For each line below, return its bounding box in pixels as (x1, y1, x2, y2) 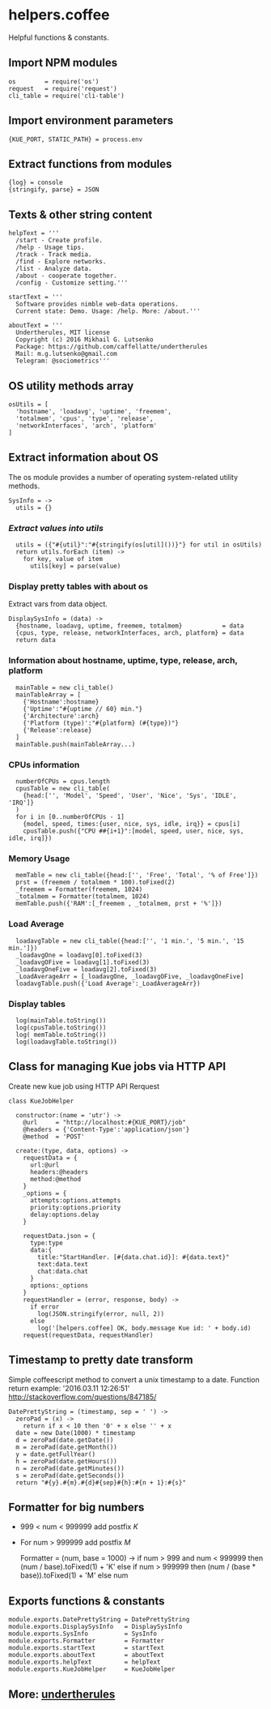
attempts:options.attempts (29, 1196, 121, 1205)
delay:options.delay (29, 1210, 100, 1219)
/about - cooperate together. (15, 272, 117, 281)
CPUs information (8, 759, 80, 770)
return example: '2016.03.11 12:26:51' (8, 1383, 130, 1393)
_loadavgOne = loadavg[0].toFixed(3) (15, 951, 143, 959)
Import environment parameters (8, 114, 174, 127)
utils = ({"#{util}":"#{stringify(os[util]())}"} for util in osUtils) (15, 541, 263, 549)
